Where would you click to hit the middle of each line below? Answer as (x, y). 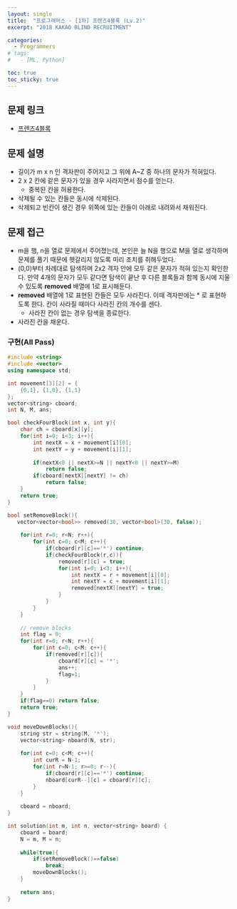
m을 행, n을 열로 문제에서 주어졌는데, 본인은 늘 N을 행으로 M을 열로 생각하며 (123, 251)
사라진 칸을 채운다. (43, 322)
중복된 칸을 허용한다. (57, 190)
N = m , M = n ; (41, 839)
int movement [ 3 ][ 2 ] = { (43, 383)
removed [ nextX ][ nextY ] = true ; (117, 588)
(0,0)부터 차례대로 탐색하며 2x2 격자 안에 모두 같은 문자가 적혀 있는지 (114, 269)
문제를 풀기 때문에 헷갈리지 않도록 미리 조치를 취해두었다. (96, 260)
